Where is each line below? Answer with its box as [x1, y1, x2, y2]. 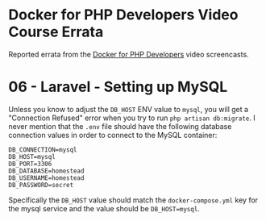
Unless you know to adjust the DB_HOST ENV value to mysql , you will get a [8, 104, 248, 114]
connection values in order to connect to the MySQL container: [8, 130, 218, 140]
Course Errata [8, 23, 104, 41]
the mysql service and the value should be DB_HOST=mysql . [8, 203, 200, 213]
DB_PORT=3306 [8, 160, 52, 168]
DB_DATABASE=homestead [8, 167, 85, 175]
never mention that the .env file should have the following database [8, 121, 232, 131]
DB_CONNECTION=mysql [8, 145, 78, 154]
